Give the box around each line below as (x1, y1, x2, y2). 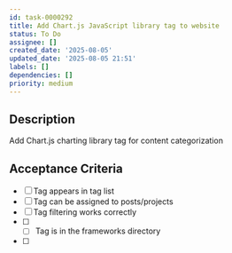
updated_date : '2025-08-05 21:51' (9, 54, 137, 63)
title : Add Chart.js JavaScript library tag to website (9, 21, 220, 30)
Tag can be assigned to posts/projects (33, 196, 174, 207)
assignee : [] (9, 37, 58, 47)
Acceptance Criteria (9, 161, 123, 176)
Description (9, 112, 75, 127)
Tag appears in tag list (33, 186, 115, 196)
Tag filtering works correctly (33, 207, 137, 217)
